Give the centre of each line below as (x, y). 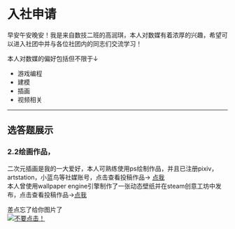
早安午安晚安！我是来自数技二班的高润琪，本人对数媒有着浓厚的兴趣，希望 (114, 35)
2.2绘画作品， (31, 152)
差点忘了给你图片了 (35, 209)
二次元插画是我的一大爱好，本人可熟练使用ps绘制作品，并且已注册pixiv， (113, 168)
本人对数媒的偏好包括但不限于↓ (53, 58)
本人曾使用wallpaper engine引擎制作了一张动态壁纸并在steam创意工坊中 (111, 186)
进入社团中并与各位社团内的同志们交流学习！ (77, 43)
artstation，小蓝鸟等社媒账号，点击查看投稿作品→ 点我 (86, 177)
